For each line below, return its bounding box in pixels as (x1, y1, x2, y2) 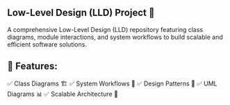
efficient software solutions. (7, 40, 87, 49)
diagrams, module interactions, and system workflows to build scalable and (7, 33, 224, 41)
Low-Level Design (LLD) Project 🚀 (7, 7, 155, 19)
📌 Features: (7, 60, 58, 72)
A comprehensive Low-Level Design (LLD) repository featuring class (7, 25, 204, 33)
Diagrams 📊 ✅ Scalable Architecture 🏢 (7, 90, 118, 98)
